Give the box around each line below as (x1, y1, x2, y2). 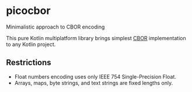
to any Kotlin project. (6, 41, 56, 48)
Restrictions (6, 58, 51, 68)
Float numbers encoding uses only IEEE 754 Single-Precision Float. (14, 73, 176, 80)
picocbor (6, 4, 51, 17)
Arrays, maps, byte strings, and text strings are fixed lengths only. (14, 79, 173, 86)
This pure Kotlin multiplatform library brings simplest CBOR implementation (6, 34, 186, 41)
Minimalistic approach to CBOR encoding (6, 23, 105, 30)
